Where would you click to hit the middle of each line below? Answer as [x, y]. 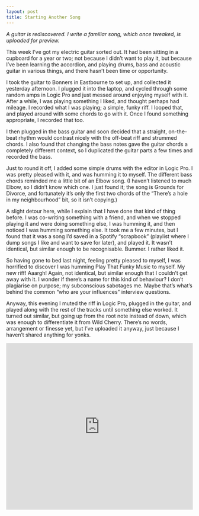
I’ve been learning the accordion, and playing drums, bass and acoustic [93, 64]
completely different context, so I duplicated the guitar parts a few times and [99, 150]
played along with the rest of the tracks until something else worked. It [92, 309]
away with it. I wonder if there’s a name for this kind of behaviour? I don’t [95, 279]
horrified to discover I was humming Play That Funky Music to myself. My [96, 267]
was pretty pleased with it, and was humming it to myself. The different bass [99, 174]
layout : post [22, 12]
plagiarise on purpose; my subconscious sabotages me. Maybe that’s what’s [99, 286]
